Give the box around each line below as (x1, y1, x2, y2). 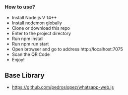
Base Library (4, 71, 45, 80)
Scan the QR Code (11, 51, 50, 57)
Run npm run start (11, 41, 49, 47)
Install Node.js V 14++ (11, 15, 57, 21)
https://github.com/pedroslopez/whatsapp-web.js (11, 84, 114, 90)
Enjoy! (11, 57, 25, 63)
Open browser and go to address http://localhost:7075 (11, 46, 124, 52)
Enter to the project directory (11, 31, 71, 37)
